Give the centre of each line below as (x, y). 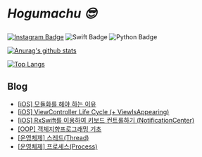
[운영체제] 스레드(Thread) (53, 138)
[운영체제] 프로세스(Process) (57, 146)
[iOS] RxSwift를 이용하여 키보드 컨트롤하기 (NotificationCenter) (106, 120)
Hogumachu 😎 (52, 14)
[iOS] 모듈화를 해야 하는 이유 (57, 104)
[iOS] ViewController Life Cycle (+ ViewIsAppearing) (93, 112)
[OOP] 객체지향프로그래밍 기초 (59, 129)
